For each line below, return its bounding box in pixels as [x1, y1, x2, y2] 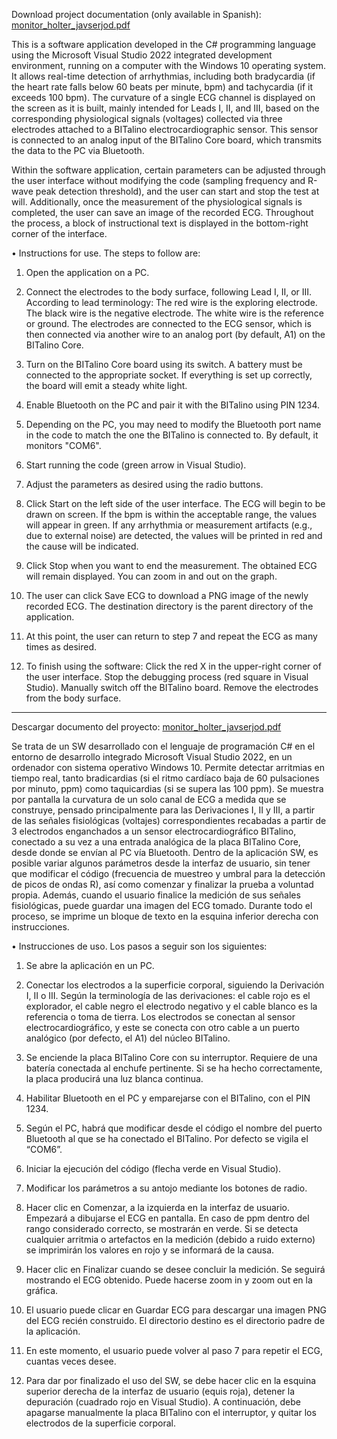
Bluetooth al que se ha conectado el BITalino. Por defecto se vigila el [25, 1133, 309, 1144]
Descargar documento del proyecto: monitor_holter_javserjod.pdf [11, 721, 282, 733]
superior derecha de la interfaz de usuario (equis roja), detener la [25, 1385, 296, 1397]
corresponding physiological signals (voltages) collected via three [11, 113, 283, 124]
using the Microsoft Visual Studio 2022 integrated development [11, 49, 273, 61]
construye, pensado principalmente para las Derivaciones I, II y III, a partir [11, 804, 316, 816]
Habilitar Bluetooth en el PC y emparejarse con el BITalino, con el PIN [25, 1092, 311, 1104]
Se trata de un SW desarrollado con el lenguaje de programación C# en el [11, 740, 316, 752]
